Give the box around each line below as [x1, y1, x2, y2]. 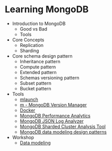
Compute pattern [19, 64, 56, 70]
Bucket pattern [19, 85, 52, 91]
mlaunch [19, 96, 38, 103]
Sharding [19, 47, 39, 54]
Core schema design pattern [12, 53, 73, 59]
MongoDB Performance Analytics [19, 112, 91, 118]
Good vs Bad [19, 26, 48, 32]
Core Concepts [12, 37, 44, 43]
